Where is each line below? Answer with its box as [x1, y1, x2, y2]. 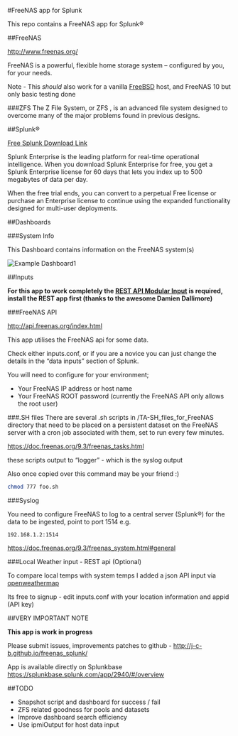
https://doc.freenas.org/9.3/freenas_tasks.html [7, 442, 144, 450]
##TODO [7, 683, 33, 692]
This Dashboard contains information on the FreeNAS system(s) [7, 245, 195, 254]
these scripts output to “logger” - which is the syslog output [7, 456, 183, 464]
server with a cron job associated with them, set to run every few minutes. [7, 428, 225, 436]
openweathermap [7, 578, 59, 587]
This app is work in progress [7, 627, 93, 636]
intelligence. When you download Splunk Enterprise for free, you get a [7, 160, 213, 168]
